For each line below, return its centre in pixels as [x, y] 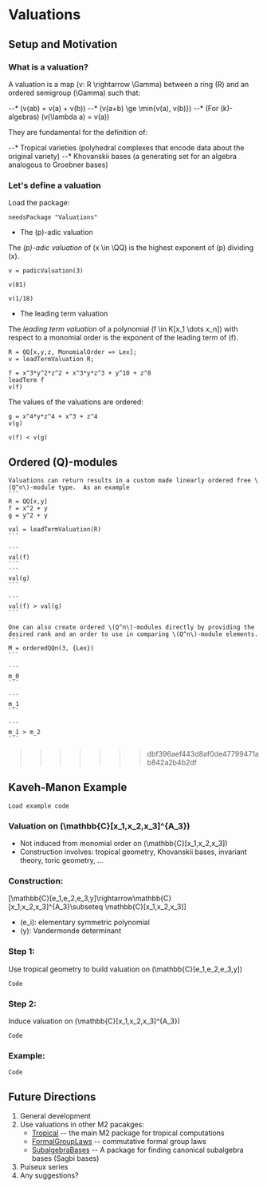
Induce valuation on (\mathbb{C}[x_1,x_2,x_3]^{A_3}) [94, 1021]
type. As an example [94, 487]
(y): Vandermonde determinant [71, 931]
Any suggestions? [49, 1175]
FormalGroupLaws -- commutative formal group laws [119, 1142]
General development [55, 1116]
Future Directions [52, 1097]
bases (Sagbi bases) [65, 1158]
